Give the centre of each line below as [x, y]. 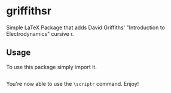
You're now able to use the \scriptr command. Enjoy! [73, 83]
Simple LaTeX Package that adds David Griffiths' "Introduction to [86, 27]
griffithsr [29, 11]
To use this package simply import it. [51, 67]
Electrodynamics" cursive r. [40, 33]
